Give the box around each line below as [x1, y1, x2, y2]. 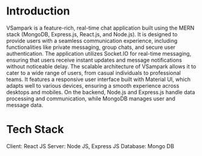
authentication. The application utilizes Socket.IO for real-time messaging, [6, 50, 192, 57]
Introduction [6, 4, 70, 18]
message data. [6, 101, 44, 108]
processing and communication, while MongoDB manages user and [6, 95, 176, 102]
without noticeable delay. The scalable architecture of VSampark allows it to [6, 62, 197, 70]
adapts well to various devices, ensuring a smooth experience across [6, 82, 180, 89]
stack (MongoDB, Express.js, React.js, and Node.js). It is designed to [6, 30, 178, 37]
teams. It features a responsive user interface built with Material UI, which [6, 76, 191, 83]
